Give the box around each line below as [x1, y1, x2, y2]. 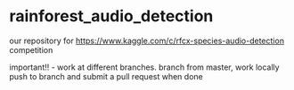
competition [9, 44, 53, 55]
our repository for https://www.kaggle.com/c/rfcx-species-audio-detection [9, 35, 285, 46]
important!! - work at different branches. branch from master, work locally [9, 62, 280, 72]
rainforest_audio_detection [9, 6, 214, 26]
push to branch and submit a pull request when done [9, 71, 203, 81]
